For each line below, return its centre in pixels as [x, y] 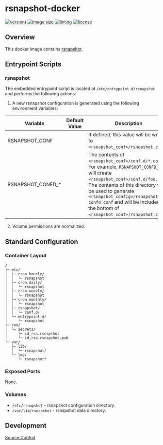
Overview [20, 37]
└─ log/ [19, 355]
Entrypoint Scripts [33, 64]
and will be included [137, 202]
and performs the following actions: [41, 94]
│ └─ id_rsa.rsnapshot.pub [37, 338]
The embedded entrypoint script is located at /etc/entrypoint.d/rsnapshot [80, 89]
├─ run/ [13, 325]
